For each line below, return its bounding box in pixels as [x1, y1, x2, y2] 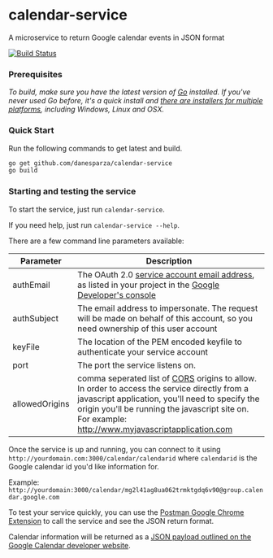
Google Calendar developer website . [8, 540, 132, 550]
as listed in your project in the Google [76, 279, 220, 290]
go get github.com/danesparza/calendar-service [8, 159, 173, 168]
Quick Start [8, 124, 54, 136]
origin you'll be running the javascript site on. [76, 403, 249, 414]
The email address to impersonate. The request [76, 303, 258, 314]
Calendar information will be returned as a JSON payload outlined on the [8, 531, 252, 542]
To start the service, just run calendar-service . [8, 204, 165, 214]
